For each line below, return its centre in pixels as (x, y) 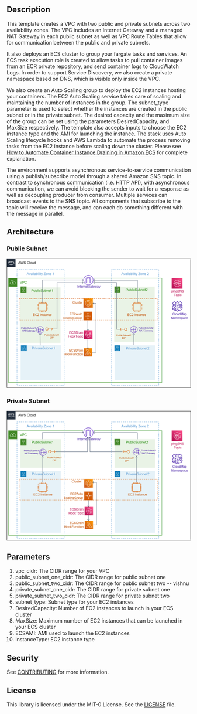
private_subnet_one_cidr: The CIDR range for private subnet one (92, 590)
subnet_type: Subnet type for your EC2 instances (74, 602)
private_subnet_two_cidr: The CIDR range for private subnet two (92, 596)
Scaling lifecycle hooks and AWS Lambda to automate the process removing (98, 140)
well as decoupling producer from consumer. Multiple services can (87, 195)
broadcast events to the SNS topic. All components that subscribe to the (94, 201)
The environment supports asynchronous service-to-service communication (99, 170)
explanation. (22, 158)
